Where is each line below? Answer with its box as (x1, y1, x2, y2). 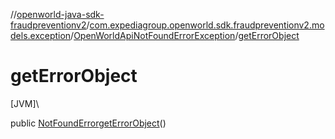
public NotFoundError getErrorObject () (10, 117, 167, 129)
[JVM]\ (10, 97, 40, 109)
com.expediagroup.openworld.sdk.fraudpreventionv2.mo (89, 19, 325, 31)
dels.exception (10, 30, 72, 41)
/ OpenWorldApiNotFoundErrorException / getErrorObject (70, 30, 300, 41)
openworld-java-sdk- (16, 9, 105, 20)
